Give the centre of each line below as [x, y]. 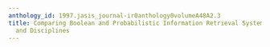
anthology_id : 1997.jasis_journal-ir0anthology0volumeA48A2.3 [115, 16]
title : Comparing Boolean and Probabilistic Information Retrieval [124, 23]
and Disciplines [43, 30]
